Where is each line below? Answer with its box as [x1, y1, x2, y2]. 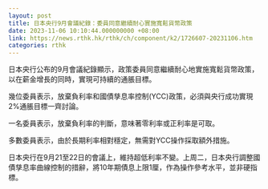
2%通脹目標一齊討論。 [8, 102, 83, 111]
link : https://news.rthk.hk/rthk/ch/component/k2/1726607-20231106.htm [8, 34, 253, 42]
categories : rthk [8, 42, 67, 50]
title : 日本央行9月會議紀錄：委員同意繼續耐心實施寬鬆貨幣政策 [8, 19, 193, 27]
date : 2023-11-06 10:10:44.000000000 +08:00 [8, 26, 160, 34]
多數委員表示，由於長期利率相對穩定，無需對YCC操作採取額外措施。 [8, 135, 234, 145]
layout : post [8, 11, 52, 20]
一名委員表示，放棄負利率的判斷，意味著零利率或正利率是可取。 [8, 119, 219, 128]
